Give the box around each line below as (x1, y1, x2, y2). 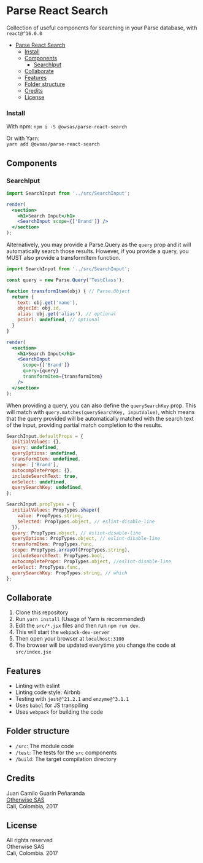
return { (12, 294, 34, 300)
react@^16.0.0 (6, 30, 43, 37)
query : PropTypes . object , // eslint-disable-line (12, 529, 141, 536)
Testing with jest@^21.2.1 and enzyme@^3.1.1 (15, 695, 129, 703)
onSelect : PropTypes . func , (12, 564, 81, 570)
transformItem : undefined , (12, 456, 81, 463)
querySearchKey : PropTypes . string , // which (12, 569, 128, 576)
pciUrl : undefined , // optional (17, 317, 100, 323)
